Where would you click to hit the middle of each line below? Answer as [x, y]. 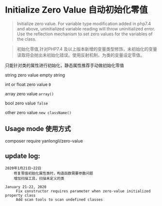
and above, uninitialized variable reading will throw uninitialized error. [86, 29]
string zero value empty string [35, 75]
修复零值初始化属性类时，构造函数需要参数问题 [54, 173]
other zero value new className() [38, 112]
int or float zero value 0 [28, 84]
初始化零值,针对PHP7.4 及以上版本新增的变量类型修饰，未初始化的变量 [87, 49]
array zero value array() [30, 94]
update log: [23, 156]
